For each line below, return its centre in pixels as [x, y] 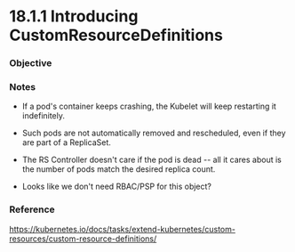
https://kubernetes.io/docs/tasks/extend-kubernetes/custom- [122, 229]
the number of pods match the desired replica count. [119, 169]
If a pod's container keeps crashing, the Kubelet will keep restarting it [149, 106]
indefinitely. [43, 116]
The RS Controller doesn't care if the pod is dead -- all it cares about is [151, 160]
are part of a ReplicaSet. [66, 142]
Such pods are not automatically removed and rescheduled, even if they [154, 133]
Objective [31, 63]
